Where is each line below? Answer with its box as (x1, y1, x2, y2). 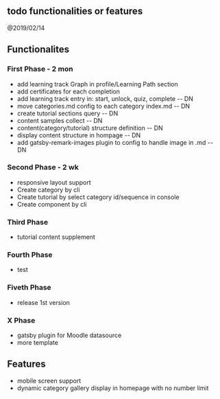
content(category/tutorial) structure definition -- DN (16, 124, 163, 132)
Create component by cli (16, 200, 87, 208)
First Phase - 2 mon (7, 65, 73, 74)
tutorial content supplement (16, 233, 96, 241)
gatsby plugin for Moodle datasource (16, 331, 122, 339)
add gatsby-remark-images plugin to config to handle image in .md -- (16, 138, 214, 146)
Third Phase (7, 217, 49, 227)
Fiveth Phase (7, 283, 51, 293)
